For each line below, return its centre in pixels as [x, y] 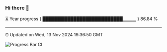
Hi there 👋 [17, 8]
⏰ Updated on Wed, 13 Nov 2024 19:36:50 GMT [54, 35]
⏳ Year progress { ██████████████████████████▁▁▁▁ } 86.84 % [82, 19]
